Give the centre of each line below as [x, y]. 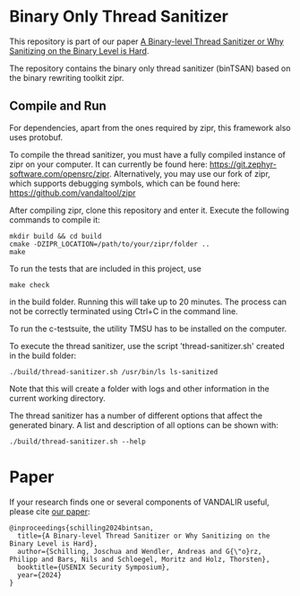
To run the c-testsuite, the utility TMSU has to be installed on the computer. [148, 329]
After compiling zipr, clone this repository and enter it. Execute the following [149, 210]
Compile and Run [58, 106]
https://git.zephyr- [243, 164]
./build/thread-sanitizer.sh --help [77, 442]
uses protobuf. [36, 137]
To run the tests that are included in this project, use [105, 268]
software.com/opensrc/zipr [60, 173]
